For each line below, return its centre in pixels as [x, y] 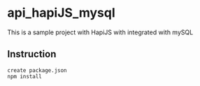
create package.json [37, 70]
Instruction [32, 54]
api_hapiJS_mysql [61, 13]
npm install [24, 76]
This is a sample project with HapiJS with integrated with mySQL [100, 32]
